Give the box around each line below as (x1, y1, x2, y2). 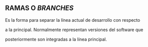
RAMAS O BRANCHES (5, 4, 74, 12)
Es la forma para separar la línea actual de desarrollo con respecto (5, 17, 141, 23)
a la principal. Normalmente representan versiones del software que (5, 27, 144, 33)
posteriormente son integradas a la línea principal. (5, 36, 107, 42)
